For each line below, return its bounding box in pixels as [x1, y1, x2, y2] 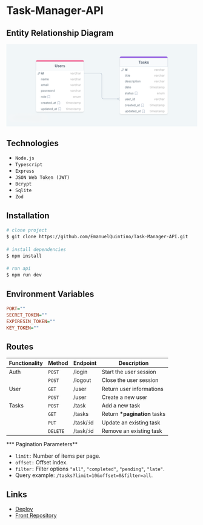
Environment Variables [6, 289, 95, 299]
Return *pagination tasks [101, 410, 165, 418]
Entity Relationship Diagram [6, 28, 114, 38]
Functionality [8, 359, 44, 367]
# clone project [6, 227, 47, 233]
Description [118, 359, 149, 367]
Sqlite [15, 187, 32, 194]
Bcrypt [15, 181, 32, 187]
